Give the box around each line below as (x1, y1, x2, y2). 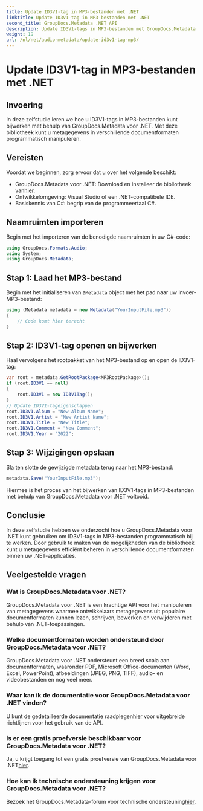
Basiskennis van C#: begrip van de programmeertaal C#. (14, 199, 156, 207)
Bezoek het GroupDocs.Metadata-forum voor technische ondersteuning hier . (6, 798, 196, 806)
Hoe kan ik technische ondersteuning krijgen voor (6, 777, 156, 785)
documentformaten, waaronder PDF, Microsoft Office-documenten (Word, (6, 663, 191, 671)
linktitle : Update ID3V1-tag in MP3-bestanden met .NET (6, 15, 150, 21)
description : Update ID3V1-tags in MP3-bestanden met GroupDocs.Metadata (6, 25, 196, 32)
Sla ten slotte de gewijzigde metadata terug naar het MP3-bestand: (6, 464, 173, 471)
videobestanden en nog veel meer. (6, 676, 93, 683)
